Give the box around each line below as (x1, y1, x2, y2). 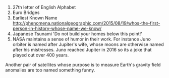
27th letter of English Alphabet (12, 4, 76, 10)
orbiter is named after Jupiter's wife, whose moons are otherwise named (12, 41, 164, 47)
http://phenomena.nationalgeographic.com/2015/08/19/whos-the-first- (12, 20, 160, 26)
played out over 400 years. (12, 52, 69, 58)
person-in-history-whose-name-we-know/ (12, 25, 102, 31)
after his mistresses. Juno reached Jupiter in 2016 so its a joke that (12, 47, 152, 52)
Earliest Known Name (12, 15, 58, 20)
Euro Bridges (12, 9, 40, 15)
